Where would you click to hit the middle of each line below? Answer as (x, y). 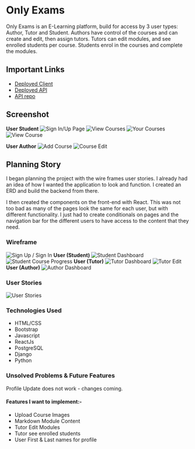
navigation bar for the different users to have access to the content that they (97, 221)
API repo (25, 96)
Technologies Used (34, 310)
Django (23, 354)
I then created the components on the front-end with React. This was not (93, 202)
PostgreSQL (29, 348)
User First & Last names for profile (56, 440)
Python (23, 361)
